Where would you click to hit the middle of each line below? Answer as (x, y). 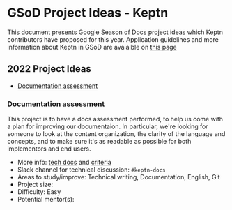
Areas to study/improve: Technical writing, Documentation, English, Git (118, 177)
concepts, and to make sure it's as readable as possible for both (99, 142)
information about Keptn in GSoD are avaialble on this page (92, 47)
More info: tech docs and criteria (64, 163)
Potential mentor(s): (46, 200)
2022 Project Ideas (49, 69)
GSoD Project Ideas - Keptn (88, 13)
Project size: (35, 185)
